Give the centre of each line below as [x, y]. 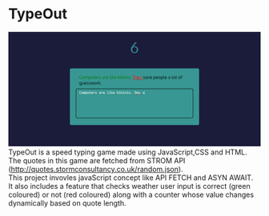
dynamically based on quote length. [67, 203]
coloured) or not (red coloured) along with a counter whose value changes [131, 195]
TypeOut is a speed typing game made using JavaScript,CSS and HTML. [128, 152]
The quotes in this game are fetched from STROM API [97, 161]
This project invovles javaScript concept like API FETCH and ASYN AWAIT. [131, 178]
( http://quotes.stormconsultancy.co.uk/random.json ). [96, 170]
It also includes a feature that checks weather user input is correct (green [129, 186]
